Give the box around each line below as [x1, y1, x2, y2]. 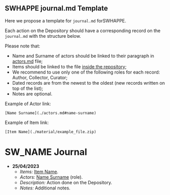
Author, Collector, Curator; [12, 74, 68, 81]
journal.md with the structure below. [5, 33, 81, 39]
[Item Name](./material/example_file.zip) [5, 129, 96, 134]
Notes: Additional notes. [19, 185, 71, 191]
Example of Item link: [5, 119, 49, 126]
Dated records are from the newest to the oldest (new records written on [12, 80, 165, 86]
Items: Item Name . [19, 168, 59, 175]
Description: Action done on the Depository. [19, 179, 112, 185]
